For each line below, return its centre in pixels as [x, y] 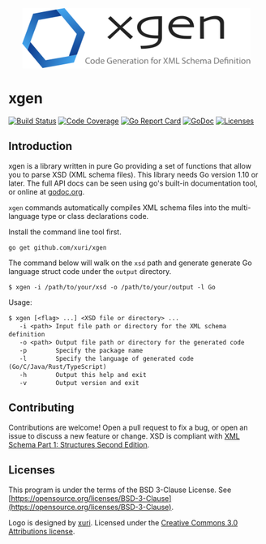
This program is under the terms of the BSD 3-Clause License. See [120, 490]
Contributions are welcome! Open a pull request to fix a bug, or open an [128, 427]
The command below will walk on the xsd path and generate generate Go [131, 263]
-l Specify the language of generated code [107, 358]
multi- [241, 208]
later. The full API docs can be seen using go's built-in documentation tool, [133, 183]
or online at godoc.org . [47, 191]
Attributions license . [42, 531]
